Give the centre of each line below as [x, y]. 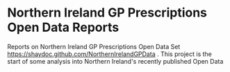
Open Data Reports [63, 27]
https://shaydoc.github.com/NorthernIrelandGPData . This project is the [109, 54]
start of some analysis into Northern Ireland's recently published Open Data [115, 61]
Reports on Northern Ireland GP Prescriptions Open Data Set [94, 46]
